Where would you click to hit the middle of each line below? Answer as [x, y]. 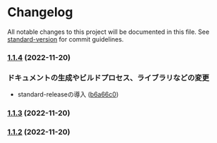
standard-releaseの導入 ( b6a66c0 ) [68, 94]
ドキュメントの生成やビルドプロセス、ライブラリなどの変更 [108, 77]
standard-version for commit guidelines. [66, 39]
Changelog [40, 12]
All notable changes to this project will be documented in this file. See [108, 32]
